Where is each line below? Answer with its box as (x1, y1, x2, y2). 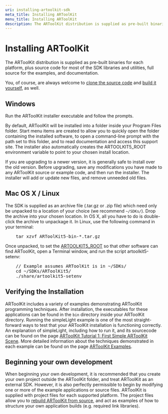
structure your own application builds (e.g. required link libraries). (5, 403, 140, 409)
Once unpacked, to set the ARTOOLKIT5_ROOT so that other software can (5, 243, 158, 249)
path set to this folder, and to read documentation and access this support (5, 139, 158, 144)
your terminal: (5, 224, 34, 230)
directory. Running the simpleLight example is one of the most (5, 316, 133, 323)
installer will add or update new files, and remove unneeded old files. (5, 175, 147, 181)
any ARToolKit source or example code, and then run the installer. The (5, 170, 149, 175)
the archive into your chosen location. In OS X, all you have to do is (5, 213, 143, 219)
